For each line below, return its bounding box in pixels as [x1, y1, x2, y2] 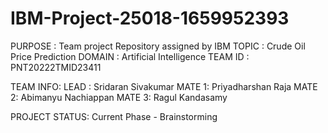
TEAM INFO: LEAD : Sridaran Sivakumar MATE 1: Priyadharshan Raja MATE [10, 80, 318, 92]
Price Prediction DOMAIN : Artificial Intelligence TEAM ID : [10, 50, 250, 62]
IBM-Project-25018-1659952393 [10, 7, 290, 30]
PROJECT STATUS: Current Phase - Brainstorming [10, 110, 218, 122]
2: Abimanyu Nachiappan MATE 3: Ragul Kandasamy [10, 91, 228, 103]
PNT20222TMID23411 [10, 61, 102, 73]
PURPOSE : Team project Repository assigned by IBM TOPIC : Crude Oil [10, 40, 306, 52]
